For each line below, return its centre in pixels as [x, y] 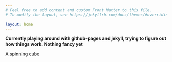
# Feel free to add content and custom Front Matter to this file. [79, 10]
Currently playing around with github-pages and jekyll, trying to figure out [86, 38]
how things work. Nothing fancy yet [44, 44]
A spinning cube [23, 54]
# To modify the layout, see [36, 15]
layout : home [19, 24]
